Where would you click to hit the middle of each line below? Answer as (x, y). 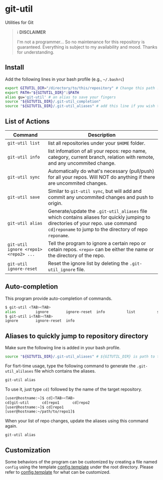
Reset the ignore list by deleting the (88, 263)
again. (11, 426)
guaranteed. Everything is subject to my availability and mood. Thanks (87, 47)
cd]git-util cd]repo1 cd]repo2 (48, 403)
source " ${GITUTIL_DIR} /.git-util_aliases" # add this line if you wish (80, 106)
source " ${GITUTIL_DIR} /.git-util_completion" (53, 102)
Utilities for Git (19, 22)
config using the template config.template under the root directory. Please (79, 467)
